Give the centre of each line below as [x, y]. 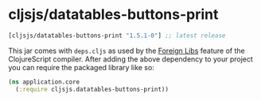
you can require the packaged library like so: [82, 67]
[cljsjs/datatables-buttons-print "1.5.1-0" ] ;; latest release [117, 36]
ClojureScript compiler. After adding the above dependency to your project [130, 59]
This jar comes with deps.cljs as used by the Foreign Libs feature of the [127, 50]
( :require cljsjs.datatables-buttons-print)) [92, 89]
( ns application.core [44, 82]
